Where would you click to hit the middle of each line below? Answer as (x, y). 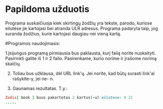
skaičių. (13, 63)
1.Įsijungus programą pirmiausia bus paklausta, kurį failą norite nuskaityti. (80, 53)
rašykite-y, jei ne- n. (33, 78)
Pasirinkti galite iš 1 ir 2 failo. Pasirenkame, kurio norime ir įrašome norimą (81, 58)
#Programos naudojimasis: (33, 43)
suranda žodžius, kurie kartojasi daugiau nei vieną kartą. (63, 33)
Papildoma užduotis (47, 9)
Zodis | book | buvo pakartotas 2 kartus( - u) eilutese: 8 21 (69, 97)
